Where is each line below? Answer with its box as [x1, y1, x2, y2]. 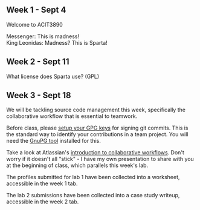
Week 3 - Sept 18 [6, 90, 71, 100]
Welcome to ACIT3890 [6, 21, 63, 28]
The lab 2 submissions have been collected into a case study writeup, [6, 192, 180, 199]
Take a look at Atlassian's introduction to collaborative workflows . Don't [6, 149, 184, 156]
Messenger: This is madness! [6, 33, 80, 40]
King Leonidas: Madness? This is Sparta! [6, 39, 108, 46]
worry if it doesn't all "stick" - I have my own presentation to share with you [6, 156, 195, 163]
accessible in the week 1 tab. [6, 180, 78, 187]
